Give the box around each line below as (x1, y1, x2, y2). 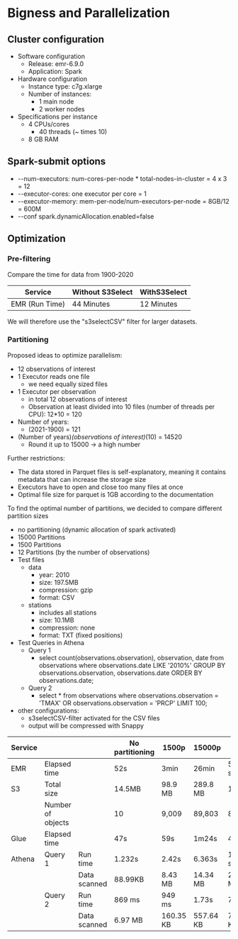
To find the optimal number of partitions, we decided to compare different (7, 504, 222, 512)
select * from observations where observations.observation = (38, 691, 219, 700)
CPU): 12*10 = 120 (28, 410, 83, 418)
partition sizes (7, 511, 49, 520)
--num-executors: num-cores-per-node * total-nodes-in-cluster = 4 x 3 (17, 174, 227, 182)
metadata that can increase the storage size (17, 475, 147, 483)
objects (44, 818, 69, 828)
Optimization (7, 233, 66, 245)
